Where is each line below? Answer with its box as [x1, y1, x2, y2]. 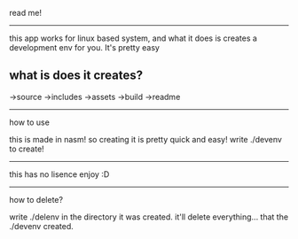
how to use [9, 117, 51, 127]
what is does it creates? [9, 68, 144, 83]
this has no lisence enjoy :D [9, 168, 110, 180]
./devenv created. [9, 220, 74, 231]
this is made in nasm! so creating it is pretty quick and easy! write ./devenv [9, 134, 282, 144]
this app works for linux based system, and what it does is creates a [9, 33, 257, 43]
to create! [9, 143, 44, 154]
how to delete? [9, 194, 64, 204]
